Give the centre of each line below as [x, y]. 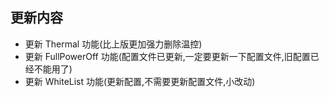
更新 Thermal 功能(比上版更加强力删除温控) [113, 44]
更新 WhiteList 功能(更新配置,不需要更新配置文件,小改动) [140, 81]
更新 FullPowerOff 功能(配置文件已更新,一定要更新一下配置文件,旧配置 [167, 56]
